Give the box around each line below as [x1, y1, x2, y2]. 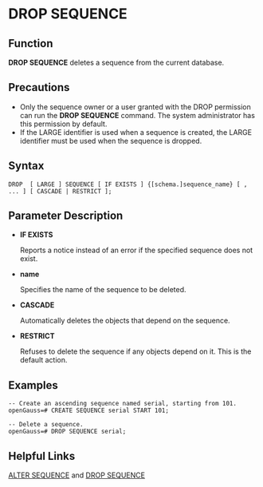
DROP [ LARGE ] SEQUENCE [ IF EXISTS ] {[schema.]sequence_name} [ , [8, 180, 248, 188]
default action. [19, 355, 68, 365]
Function [8, 37, 53, 50]
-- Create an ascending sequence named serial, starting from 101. [8, 400, 237, 408]
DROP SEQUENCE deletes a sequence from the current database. [8, 57, 225, 67]
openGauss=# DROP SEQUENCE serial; [8, 428, 127, 436]
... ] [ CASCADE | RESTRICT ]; [8, 187, 112, 196]
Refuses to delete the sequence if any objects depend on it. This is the [19, 346, 252, 356]
